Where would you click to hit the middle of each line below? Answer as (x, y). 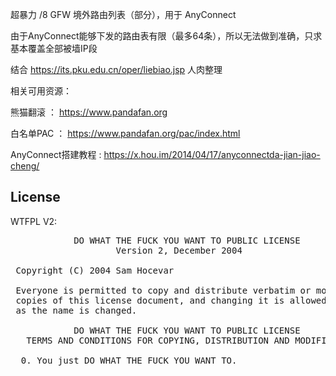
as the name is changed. (76, 310)
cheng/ (25, 166)
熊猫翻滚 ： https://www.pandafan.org (89, 112)
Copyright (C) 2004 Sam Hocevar (95, 270)
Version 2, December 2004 (179, 250)
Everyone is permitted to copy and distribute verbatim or (163, 290)
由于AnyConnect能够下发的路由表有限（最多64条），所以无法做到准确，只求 (166, 36)
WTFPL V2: (34, 221)
